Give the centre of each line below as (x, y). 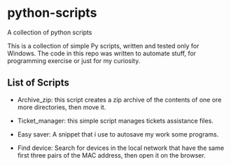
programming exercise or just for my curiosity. (74, 60)
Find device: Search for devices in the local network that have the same (121, 148)
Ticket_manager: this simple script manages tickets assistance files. (115, 120)
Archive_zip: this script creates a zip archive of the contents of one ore (119, 99)
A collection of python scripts (50, 32)
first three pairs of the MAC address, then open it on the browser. (111, 155)
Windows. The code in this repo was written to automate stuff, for (102, 53)
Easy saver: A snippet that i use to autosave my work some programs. (118, 134)
